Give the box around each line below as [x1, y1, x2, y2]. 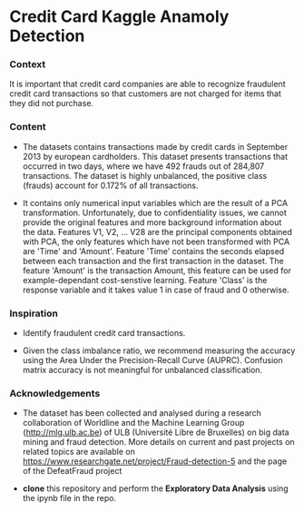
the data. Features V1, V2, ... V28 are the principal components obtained [22, 226, 293, 237]
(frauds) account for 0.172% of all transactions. [22, 180, 199, 191]
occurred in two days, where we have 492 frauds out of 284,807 [22, 161, 265, 172]
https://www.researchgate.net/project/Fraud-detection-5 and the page [22, 456, 288, 467]
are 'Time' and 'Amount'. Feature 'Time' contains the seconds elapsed [22, 245, 285, 256]
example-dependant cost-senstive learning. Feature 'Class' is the [22, 274, 268, 285]
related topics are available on [22, 447, 136, 458]
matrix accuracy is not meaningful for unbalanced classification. [22, 365, 263, 376]
